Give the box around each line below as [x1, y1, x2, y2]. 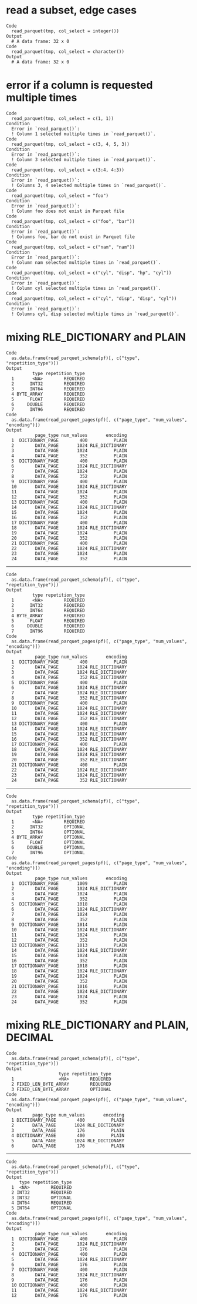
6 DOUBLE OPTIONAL [11, 844, 85, 850]
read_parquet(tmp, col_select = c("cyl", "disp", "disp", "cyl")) [11, 295, 177, 302]
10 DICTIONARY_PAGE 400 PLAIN [11, 1282, 127, 1288]
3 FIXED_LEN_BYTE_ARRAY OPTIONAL [11, 1086, 111, 1092]
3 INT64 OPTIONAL [11, 829, 85, 835]
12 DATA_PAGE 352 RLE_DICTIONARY [11, 715, 127, 721]
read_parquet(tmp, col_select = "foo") [11, 192, 109, 199]
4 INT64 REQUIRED [11, 1200, 72, 1206]
